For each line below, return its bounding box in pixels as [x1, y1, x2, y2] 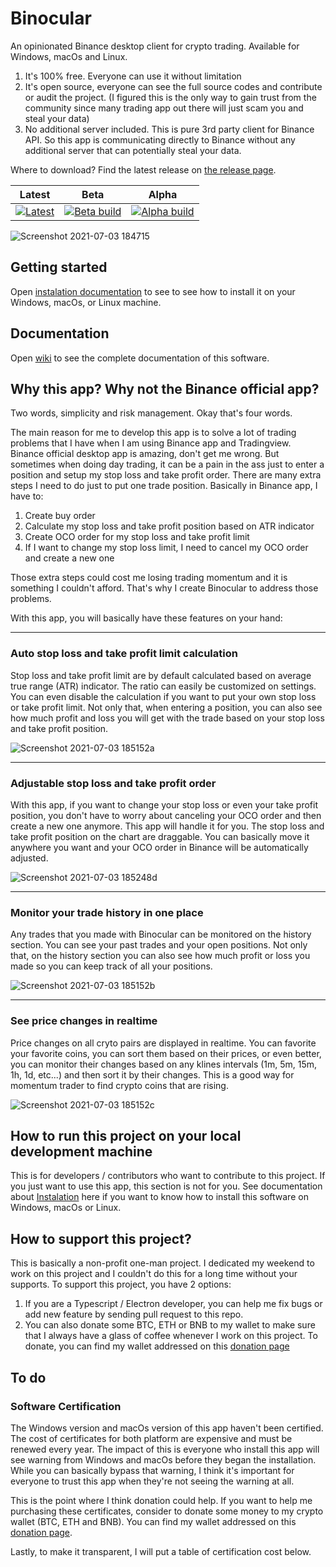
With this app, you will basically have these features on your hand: [10, 612, 283, 624]
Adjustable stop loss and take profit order [10, 776, 217, 790]
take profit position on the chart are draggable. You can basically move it [10, 830, 310, 842]
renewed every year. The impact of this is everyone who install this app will [10, 1443, 320, 1455]
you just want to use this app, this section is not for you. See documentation [10, 1180, 323, 1192]
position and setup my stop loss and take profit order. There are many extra [10, 469, 322, 481]
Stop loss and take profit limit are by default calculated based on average [10, 669, 312, 681]
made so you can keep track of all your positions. [10, 960, 213, 972]
